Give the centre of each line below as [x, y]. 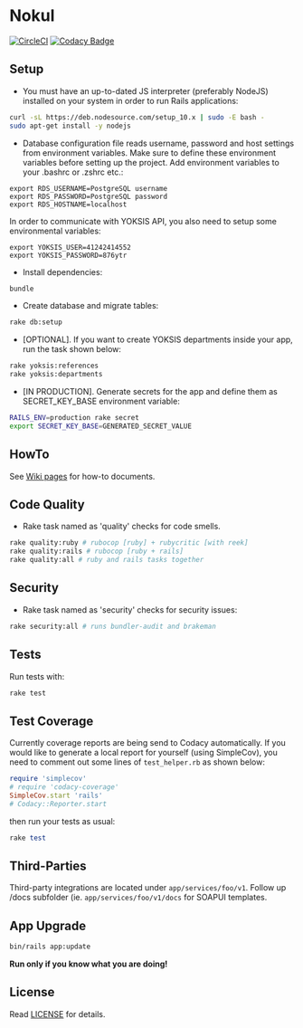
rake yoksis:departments [56, 375]
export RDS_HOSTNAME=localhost [68, 205]
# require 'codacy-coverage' [64, 787]
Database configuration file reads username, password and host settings [158, 143]
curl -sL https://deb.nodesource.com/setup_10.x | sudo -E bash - [137, 117]
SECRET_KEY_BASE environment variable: [101, 401]
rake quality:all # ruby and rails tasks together [107, 560]
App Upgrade [48, 925]
